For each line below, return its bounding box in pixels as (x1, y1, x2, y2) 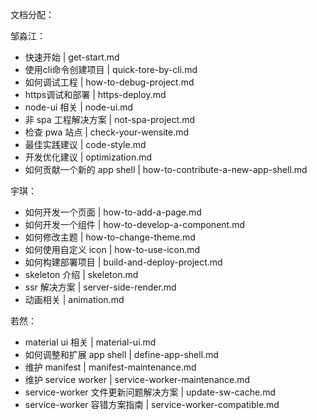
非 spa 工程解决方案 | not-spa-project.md (24, 114, 195, 125)
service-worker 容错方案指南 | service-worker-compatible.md (24, 399, 280, 410)
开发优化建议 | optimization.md (24, 151, 153, 163)
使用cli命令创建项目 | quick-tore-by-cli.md (24, 64, 198, 75)
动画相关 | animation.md (24, 294, 125, 305)
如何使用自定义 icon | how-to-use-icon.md (24, 244, 201, 255)
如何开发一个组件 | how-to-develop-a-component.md (24, 219, 246, 230)
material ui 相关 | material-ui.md (24, 336, 157, 348)
